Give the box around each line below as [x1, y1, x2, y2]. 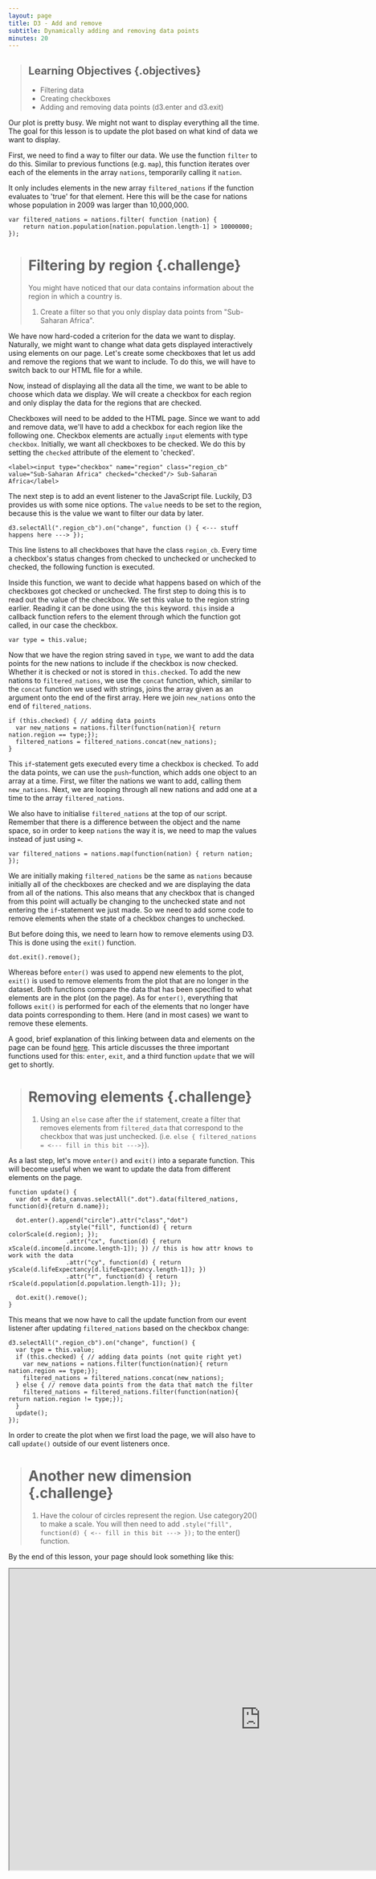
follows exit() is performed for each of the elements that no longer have [8, 1002, 250, 1011]
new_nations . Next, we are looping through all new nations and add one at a [8, 785, 258, 794]
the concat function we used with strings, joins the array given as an [8, 684, 234, 693]
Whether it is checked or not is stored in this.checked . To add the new [8, 668, 241, 676]
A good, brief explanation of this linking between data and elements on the [8, 1034, 255, 1044]
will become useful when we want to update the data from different [8, 1164, 231, 1174]
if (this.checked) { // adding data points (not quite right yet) [15, 1353, 243, 1361]
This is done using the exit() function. [8, 937, 137, 947]
